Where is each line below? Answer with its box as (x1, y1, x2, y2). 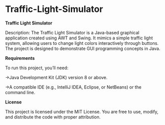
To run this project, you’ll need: (5, 65, 68, 71)
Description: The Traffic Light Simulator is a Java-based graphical (5, 29, 140, 35)
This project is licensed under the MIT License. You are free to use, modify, (5, 109, 159, 115)
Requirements (5, 55, 35, 61)
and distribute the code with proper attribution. (5, 114, 101, 120)
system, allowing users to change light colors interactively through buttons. (5, 40, 159, 46)
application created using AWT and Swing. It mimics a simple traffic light (5, 35, 153, 41)
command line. (5, 89, 36, 95)
